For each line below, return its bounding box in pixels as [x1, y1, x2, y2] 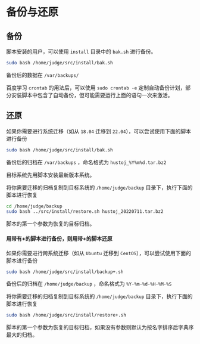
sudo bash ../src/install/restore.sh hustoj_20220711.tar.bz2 [6, 209, 164, 215]
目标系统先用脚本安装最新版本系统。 [6, 171, 95, 178]
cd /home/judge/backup [6, 203, 62, 209]
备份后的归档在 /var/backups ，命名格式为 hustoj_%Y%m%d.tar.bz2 [6, 159, 167, 166]
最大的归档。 [6, 331, 37, 339]
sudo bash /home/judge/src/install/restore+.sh [6, 312, 127, 318]
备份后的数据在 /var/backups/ [6, 71, 79, 78]
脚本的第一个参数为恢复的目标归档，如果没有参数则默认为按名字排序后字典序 [6, 324, 194, 331]
